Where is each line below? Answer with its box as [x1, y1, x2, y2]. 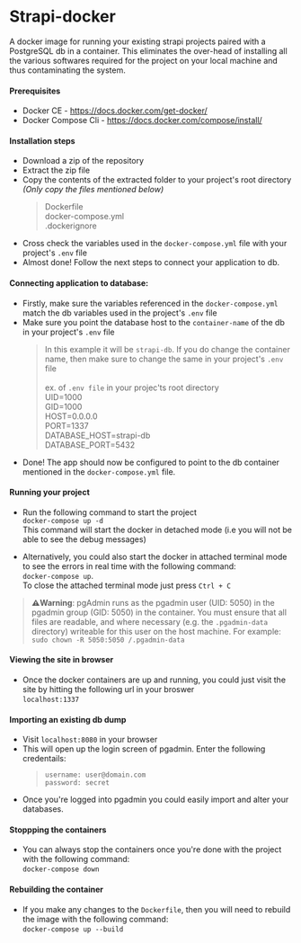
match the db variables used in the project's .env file [22, 307, 217, 318]
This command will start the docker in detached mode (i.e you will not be [22, 524, 292, 535]
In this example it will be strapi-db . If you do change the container [44, 343, 290, 354]
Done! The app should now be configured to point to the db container [22, 457, 280, 467]
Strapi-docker [9, 6, 117, 27]
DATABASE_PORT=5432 [44, 439, 136, 450]
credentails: [22, 753, 66, 764]
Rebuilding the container [9, 884, 103, 894]
